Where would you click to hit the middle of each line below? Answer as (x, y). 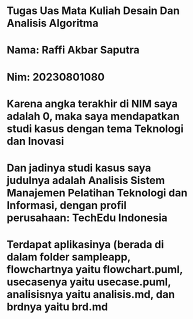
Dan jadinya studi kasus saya (79, 168)
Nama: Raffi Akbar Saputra (73, 50)
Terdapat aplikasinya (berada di (85, 245)
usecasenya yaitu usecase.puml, (89, 282)
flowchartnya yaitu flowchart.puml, (95, 269)
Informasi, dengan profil (67, 205)
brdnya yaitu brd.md (57, 307)
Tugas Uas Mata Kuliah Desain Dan (93, 11)
